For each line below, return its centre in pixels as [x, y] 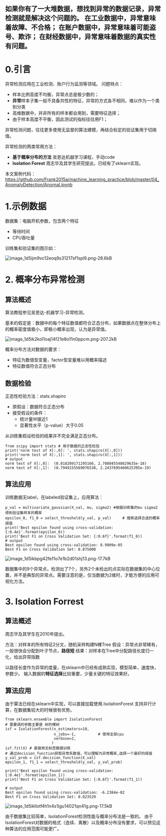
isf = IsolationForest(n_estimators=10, [47, 729]
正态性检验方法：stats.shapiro [36, 396]
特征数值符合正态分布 [34, 366]
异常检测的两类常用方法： [31, 147]
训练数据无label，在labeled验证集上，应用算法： [54, 497]
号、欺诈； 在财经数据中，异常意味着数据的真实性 [81, 37]
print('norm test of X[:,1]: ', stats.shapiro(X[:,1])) [64, 455]
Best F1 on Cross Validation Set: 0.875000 [51, 549]
